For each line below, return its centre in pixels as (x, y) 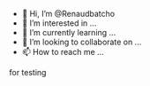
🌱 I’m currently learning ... (69, 32)
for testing (28, 72)
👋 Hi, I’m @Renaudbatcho (68, 14)
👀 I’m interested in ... (59, 23)
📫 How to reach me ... (63, 52)
